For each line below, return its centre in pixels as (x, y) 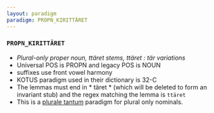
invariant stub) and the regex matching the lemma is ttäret (101, 94)
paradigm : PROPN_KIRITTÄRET (47, 20)
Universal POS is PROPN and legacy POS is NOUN (89, 65)
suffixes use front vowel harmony (64, 72)
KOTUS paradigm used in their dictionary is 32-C (87, 80)
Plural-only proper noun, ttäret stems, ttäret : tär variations (101, 58)
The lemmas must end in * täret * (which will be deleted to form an (112, 87)
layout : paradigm (32, 14)
